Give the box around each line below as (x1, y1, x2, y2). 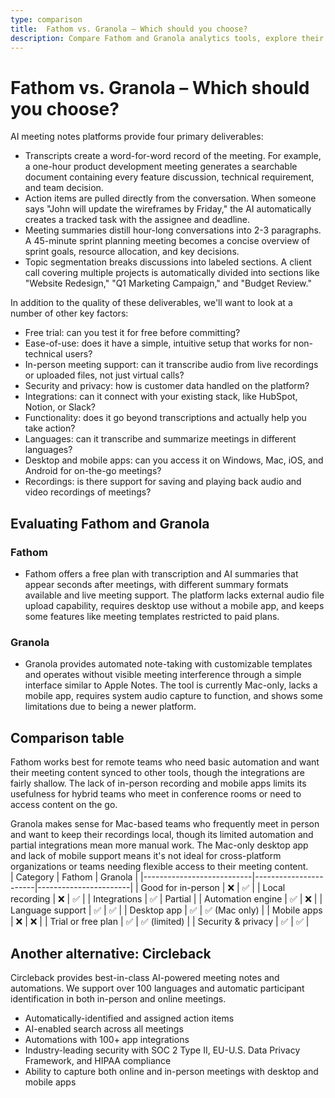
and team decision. (24, 182, 104, 194)
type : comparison (10, 14, 83, 25)
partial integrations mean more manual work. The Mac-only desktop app (10, 839, 309, 851)
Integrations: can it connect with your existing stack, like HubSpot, (24, 391, 298, 403)
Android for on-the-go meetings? (24, 465, 162, 477)
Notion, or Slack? (24, 401, 97, 413)
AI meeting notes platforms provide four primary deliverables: (10, 131, 264, 143)
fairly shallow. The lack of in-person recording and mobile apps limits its (10, 777, 307, 790)
